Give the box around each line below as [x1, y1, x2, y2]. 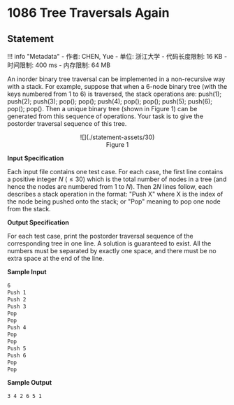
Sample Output [7, 378, 52, 386]
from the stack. [7, 205, 51, 213]
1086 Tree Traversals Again [7, 5, 170, 21]
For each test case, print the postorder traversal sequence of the [7, 232, 193, 240]
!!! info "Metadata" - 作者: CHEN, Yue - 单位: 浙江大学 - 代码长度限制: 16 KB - [7, 52, 228, 60]
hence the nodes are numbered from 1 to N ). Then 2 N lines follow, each [7, 183, 213, 190]
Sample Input [7, 268, 47, 276]
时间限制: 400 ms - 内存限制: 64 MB [7, 61, 111, 69]
